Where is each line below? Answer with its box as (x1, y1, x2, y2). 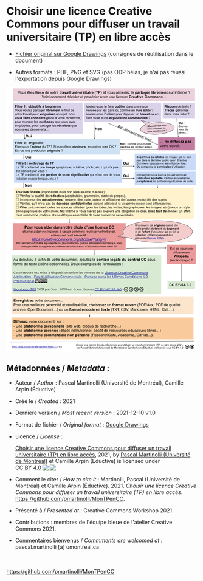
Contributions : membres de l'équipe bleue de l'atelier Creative (15, 518, 173, 526)
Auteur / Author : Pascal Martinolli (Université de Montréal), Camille (15, 379, 184, 387)
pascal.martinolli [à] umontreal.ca (15, 543, 99, 551)
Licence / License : (15, 433, 63, 440)
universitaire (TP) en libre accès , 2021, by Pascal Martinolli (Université (15, 451, 191, 458)
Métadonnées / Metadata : (6, 363, 110, 373)
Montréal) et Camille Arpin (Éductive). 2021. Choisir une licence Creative (15, 482, 197, 490)
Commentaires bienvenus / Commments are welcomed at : (15, 537, 163, 545)
